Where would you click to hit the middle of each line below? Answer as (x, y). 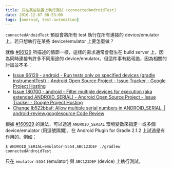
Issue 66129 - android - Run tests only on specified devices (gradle (84, 76)
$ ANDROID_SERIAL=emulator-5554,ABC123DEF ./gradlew (63, 147)
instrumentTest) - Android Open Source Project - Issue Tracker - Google (89, 81)
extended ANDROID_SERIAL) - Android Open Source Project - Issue (84, 97)
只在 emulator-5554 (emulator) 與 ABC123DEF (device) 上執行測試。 (74, 161)
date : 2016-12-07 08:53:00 (34, 15)
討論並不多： (19, 65)
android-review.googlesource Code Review (59, 114)
